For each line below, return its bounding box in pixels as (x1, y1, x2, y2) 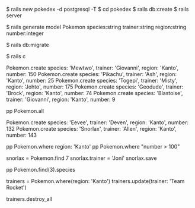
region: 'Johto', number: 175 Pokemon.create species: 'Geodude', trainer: (6, 83, 184, 90)
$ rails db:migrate (6, 42, 49, 48)
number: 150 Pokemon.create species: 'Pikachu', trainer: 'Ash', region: (6, 71, 177, 77)
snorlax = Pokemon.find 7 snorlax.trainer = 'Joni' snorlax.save (6, 155, 157, 162)
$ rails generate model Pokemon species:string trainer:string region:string (6, 24, 187, 30)
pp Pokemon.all (6, 108, 44, 114)
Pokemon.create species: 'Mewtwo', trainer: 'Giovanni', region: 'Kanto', (6, 64, 179, 71)
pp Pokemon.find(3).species (6, 166, 76, 173)
